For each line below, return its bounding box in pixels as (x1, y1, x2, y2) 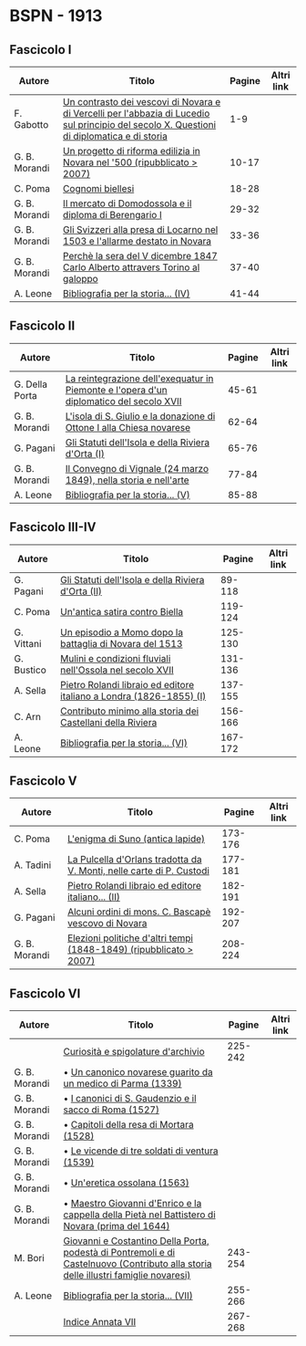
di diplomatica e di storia (62, 130, 168, 142)
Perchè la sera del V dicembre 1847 (62, 250, 219, 262)
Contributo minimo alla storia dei (60, 704, 199, 717)
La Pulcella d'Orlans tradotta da (66, 853, 202, 866)
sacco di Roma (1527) (63, 1103, 159, 1116)
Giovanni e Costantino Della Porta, (63, 1235, 209, 1247)
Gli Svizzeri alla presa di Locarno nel (62, 224, 219, 235)
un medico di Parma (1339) (63, 1078, 182, 1090)
